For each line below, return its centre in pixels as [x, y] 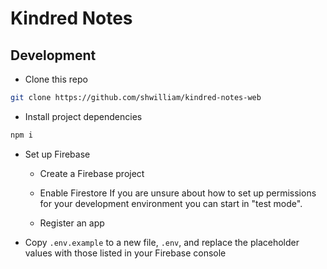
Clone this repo [56, 79]
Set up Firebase [57, 154]
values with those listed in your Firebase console [125, 253]
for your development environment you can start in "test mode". [171, 203]
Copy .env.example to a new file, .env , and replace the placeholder [162, 242]
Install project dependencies [83, 116]
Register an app [72, 223]
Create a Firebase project [92, 173]
